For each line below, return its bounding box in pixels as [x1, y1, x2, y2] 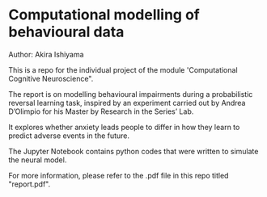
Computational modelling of [8, 6, 200, 24]
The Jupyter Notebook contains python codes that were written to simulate [8, 146, 259, 156]
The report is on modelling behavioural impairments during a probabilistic [8, 89, 253, 98]
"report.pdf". [8, 179, 51, 189]
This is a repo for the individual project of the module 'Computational [8, 65, 238, 74]
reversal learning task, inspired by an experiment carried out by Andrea [8, 98, 246, 107]
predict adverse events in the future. [8, 131, 130, 140]
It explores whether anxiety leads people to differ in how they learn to [8, 122, 240, 132]
